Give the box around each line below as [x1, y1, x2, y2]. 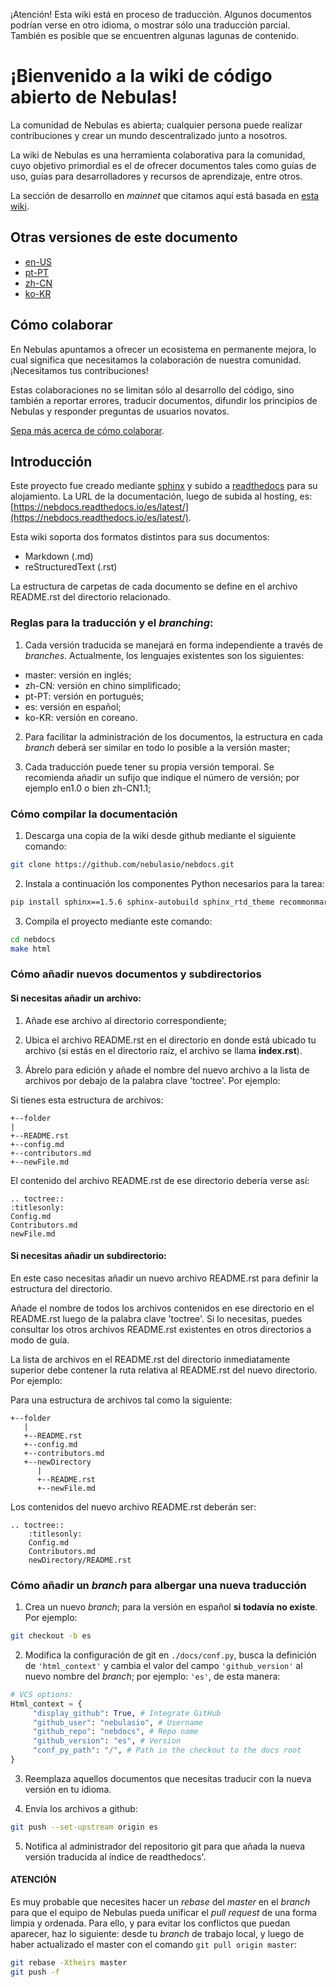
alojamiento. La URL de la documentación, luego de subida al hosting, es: [10, 490, 313, 503]
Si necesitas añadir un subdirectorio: [10, 1250, 167, 1262]
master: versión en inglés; [24, 669, 132, 681]
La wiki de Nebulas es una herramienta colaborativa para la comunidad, [10, 149, 306, 161]
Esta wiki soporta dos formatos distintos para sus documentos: [10, 531, 270, 543]
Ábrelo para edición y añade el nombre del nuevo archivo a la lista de [24, 1064, 310, 1076]
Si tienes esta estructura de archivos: [10, 1094, 164, 1106]
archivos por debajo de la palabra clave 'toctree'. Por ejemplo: [24, 1074, 281, 1086]
